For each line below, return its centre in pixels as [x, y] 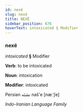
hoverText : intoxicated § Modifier [42, 28]
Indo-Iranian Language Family [36, 104]
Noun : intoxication [24, 75]
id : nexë [14, 10]
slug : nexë [16, 14]
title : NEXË [17, 19]
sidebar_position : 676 [28, 24]
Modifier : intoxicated [27, 85]
